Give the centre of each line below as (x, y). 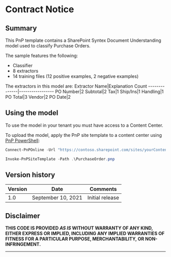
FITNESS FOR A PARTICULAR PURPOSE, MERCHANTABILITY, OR (75, 239)
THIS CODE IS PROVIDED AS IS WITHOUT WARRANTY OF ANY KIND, (79, 228)
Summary (21, 28)
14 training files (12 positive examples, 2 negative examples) (76, 76)
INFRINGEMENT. (23, 244)
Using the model (32, 113)
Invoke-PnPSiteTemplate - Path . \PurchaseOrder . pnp (60, 159)
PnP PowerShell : (22, 140)
